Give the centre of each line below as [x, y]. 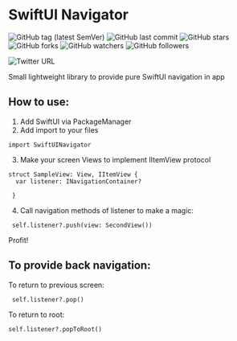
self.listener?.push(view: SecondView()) [82, 225]
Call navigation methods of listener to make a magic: [107, 210]
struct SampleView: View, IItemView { [73, 175]
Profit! [18, 240]
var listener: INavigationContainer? [79, 181]
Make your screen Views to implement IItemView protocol [115, 159]
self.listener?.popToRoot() [55, 329]
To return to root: [37, 314]
